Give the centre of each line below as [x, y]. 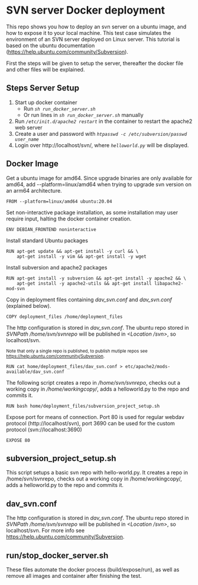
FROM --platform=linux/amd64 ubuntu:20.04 [59, 201]
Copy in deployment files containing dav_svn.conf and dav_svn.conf [89, 300]
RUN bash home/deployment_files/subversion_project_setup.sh [83, 406]
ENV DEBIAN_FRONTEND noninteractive [51, 229]
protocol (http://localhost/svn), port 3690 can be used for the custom [91, 423]
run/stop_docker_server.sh [57, 555]
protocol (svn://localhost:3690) [44, 430]
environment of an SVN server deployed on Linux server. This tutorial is [93, 39]
